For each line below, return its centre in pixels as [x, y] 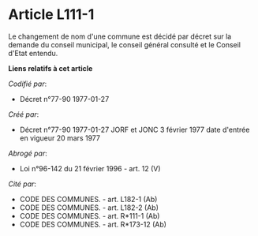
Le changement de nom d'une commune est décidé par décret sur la [120, 36]
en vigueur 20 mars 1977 [60, 138]
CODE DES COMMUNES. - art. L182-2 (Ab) [89, 208]
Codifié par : [28, 84]
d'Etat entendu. [33, 53]
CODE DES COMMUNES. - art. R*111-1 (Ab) [90, 215]
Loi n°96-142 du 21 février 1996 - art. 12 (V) [90, 168]
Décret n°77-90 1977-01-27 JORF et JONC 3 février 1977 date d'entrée [135, 129]
